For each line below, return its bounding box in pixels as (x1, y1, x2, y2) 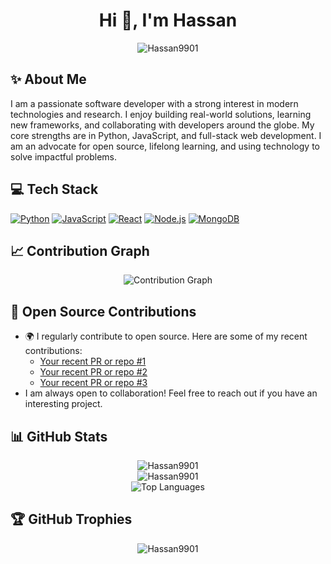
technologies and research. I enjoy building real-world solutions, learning (10, 108, 312, 120)
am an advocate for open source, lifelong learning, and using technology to (10, 140, 320, 152)
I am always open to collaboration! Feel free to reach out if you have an (24, 387, 318, 399)
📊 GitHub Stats (10, 428, 108, 445)
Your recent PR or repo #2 (39, 366, 148, 378)
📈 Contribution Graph (10, 242, 150, 259)
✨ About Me (10, 71, 87, 88)
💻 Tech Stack (10, 181, 99, 198)
